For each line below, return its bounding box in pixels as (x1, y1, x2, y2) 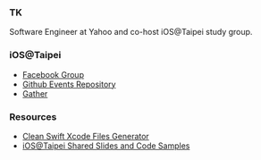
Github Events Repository (21, 79, 116, 89)
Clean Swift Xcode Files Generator (21, 131, 149, 141)
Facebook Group (21, 69, 85, 80)
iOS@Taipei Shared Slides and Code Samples (21, 140, 190, 151)
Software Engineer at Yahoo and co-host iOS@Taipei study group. (9, 27, 253, 38)
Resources (9, 110, 57, 122)
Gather (21, 88, 48, 99)
